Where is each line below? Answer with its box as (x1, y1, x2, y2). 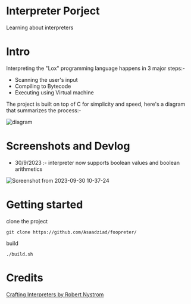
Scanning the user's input (14, 76, 79, 83)
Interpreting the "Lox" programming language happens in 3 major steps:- (6, 65, 186, 72)
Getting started (6, 198, 83, 211)
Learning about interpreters (6, 24, 74, 31)
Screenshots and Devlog (6, 139, 130, 153)
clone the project (6, 217, 48, 225)
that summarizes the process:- (6, 106, 82, 114)
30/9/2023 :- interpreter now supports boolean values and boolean (14, 159, 180, 166)
